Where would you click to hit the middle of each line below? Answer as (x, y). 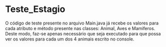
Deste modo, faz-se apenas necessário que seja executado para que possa (83, 33)
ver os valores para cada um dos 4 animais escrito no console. (70, 39)
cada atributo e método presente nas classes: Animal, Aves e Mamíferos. (80, 28)
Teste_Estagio (35, 9)
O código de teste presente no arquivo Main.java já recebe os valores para (82, 23)
